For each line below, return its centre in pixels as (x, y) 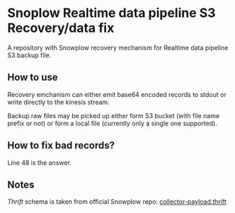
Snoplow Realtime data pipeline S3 (111, 13)
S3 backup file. (29, 55)
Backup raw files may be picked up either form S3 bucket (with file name (114, 115)
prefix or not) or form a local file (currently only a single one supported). (112, 123)
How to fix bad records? (61, 145)
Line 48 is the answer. (40, 162)
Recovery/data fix (61, 28)
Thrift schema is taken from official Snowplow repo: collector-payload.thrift (117, 202)
